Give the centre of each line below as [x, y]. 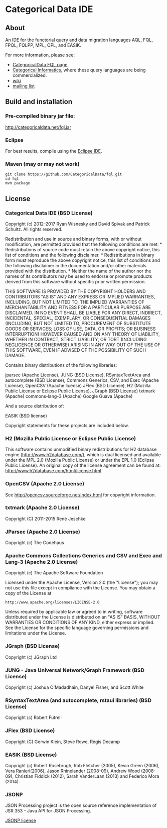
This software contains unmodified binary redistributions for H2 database [81, 449]
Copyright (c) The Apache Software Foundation [54, 573]
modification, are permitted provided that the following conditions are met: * [84, 244]
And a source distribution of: [35, 406]
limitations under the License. [36, 633]
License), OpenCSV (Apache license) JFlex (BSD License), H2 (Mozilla [78, 385]
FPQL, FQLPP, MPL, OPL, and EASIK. [43, 45]
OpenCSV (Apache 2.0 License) [45, 484]
